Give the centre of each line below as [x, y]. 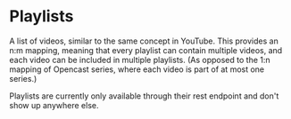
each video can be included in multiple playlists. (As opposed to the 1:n [140, 59]
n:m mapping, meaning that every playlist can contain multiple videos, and [146, 50]
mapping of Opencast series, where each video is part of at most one [137, 69]
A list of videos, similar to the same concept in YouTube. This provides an [144, 41]
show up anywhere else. [54, 105]
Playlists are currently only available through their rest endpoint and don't [144, 96]
